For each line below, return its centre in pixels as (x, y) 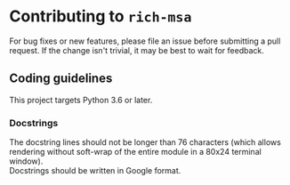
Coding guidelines (61, 79)
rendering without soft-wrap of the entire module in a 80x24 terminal (136, 152)
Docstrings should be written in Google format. (95, 171)
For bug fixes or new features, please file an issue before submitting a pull (145, 41)
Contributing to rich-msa (101, 16)
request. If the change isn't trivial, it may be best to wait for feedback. (137, 50)
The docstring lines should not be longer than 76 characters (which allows (145, 142)
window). (26, 161)
